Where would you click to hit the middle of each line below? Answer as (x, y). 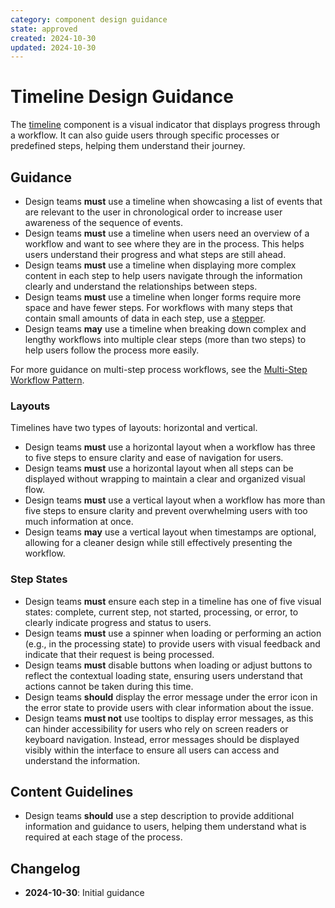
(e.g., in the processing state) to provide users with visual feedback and (172, 643)
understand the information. (82, 760)
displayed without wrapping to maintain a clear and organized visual (165, 479)
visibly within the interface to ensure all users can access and (152, 750)
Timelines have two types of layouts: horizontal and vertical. (134, 428)
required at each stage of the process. (103, 837)
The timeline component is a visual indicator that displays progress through (165, 125)
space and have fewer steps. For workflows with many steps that (158, 307)
